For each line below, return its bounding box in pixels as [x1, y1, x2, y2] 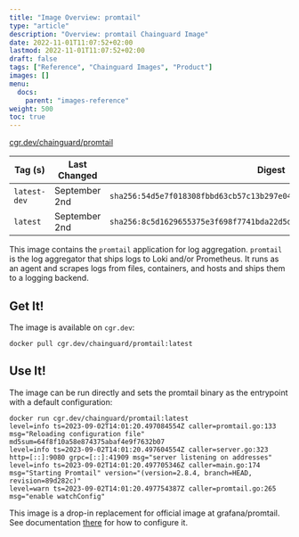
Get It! [9, 298, 44, 313]
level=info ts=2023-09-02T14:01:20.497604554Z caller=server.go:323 [9, 445, 269, 454]
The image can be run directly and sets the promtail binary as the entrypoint [9, 387, 288, 398]
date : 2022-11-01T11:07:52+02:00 [9, 37, 133, 47]
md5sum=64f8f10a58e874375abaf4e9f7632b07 [9, 437, 166, 446]
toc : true [9, 112, 46, 121]
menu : [9, 79, 29, 88]
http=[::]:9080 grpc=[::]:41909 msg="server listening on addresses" [9, 452, 273, 462]
